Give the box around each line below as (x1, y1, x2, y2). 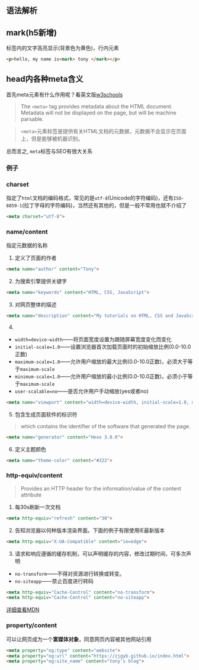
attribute (20, 491, 42, 498)
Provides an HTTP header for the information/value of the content (20, 485, 182, 492)
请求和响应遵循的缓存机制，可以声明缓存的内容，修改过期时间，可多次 (14, 550, 187, 557)
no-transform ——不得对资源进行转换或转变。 (14, 570, 125, 577)
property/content (6, 621, 57, 630)
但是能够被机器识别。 (31, 135, 84, 142)
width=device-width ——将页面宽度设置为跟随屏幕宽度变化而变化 (14, 335, 172, 342)
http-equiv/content (6, 472, 63, 480)
